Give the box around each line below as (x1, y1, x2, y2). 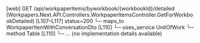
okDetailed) (6, 18, 35, 24)
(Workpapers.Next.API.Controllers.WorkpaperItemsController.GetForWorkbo (6, 11, 193, 18)
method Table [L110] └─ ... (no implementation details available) (6, 30, 162, 37)
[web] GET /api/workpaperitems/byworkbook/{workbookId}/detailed (6, 5, 175, 12)
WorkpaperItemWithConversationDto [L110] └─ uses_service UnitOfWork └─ (6, 24, 194, 31)
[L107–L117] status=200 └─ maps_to (35, 18, 124, 24)
